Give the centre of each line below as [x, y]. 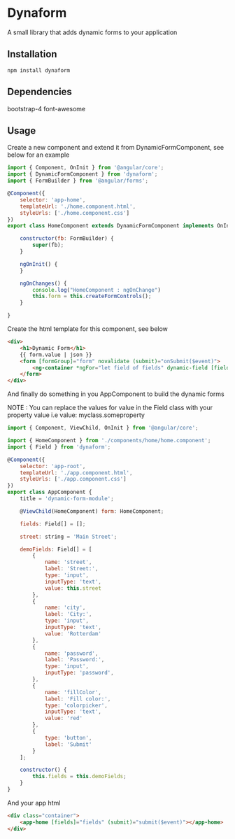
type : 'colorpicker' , [76, 705]
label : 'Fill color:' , [78, 699]
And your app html [34, 803]
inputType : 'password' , [79, 673]
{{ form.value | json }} [56, 355]
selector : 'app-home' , [53, 200]
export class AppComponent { [50, 492]
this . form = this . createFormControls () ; [92, 296]
